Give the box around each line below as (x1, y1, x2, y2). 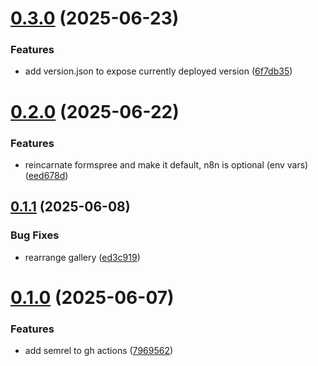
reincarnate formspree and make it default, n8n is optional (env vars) (24, 158, 309, 171)
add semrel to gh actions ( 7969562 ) (24, 345, 174, 357)
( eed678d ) (24, 169, 69, 181)
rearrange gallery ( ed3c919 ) (24, 251, 141, 263)
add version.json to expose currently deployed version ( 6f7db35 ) (24, 65, 293, 77)
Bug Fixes (10, 228, 60, 242)
